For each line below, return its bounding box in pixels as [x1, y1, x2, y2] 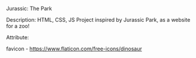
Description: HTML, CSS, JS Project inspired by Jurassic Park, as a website [6, 16, 191, 23]
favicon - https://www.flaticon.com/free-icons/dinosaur [6, 45, 143, 52]
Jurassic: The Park [6, 5, 52, 12]
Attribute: [6, 34, 29, 40]
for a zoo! [6, 23, 30, 29]
